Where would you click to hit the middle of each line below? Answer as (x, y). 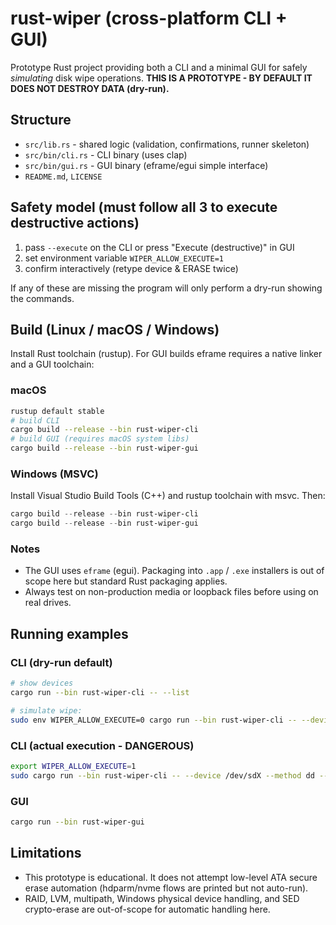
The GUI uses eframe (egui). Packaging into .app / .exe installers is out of (174, 571)
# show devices (42, 683)
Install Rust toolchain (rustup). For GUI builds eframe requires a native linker (166, 354)
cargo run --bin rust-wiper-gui (77, 822)
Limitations (46, 853)
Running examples (69, 633)
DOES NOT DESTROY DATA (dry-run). (90, 88)
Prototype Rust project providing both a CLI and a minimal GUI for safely (159, 67)
